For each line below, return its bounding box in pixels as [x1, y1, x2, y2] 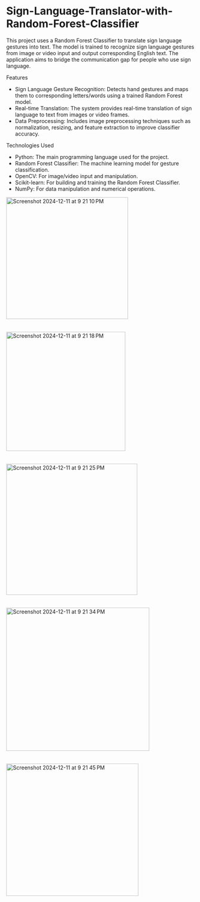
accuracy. [14, 130, 40, 137]
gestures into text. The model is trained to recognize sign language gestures [6, 43, 195, 50]
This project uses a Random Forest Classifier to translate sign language [6, 37, 182, 44]
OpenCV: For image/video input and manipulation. [14, 172, 138, 179]
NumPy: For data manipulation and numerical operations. [14, 185, 156, 193]
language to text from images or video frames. [14, 111, 130, 118]
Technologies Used [6, 142, 54, 149]
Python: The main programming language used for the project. [14, 153, 169, 160]
